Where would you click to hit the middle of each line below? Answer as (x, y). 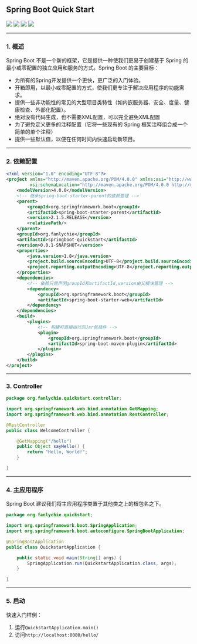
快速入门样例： (24, 615)
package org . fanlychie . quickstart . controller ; (64, 399)
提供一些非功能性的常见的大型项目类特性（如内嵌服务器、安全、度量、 (99, 102)
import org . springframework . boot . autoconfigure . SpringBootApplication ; (95, 531)
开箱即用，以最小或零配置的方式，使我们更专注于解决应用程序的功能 (97, 88)
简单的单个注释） (35, 132)
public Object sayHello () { (51, 447)
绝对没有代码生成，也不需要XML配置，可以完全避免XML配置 (87, 117)
